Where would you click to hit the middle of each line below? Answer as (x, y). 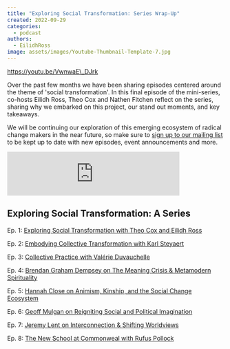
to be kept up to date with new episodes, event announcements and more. (113, 142)
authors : (20, 39)
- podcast (27, 33)
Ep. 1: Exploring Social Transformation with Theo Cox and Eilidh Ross (105, 230)
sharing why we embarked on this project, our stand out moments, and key (114, 107)
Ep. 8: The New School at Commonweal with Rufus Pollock (91, 338)
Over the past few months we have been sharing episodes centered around (114, 85)
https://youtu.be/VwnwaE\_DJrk (53, 71)
